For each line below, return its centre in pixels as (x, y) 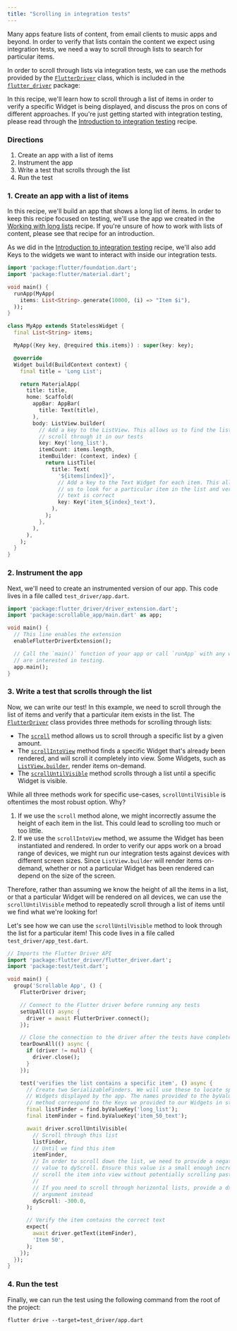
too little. (30, 830)
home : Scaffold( (50, 397)
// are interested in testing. (60, 660)
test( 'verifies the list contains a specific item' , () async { (116, 1083)
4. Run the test (33, 1284)
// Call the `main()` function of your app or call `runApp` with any (120, 654)
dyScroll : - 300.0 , (60, 1201)
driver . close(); (56, 1057)
